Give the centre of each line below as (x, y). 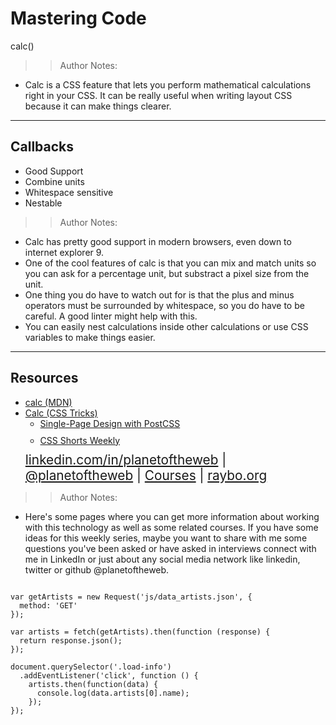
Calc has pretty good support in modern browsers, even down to (158, 241)
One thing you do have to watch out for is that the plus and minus (159, 294)
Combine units (54, 181)
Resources (44, 378)
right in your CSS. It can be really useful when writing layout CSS (158, 95)
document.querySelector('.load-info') (91, 667)
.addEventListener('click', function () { (109, 675)
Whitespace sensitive (69, 192)
